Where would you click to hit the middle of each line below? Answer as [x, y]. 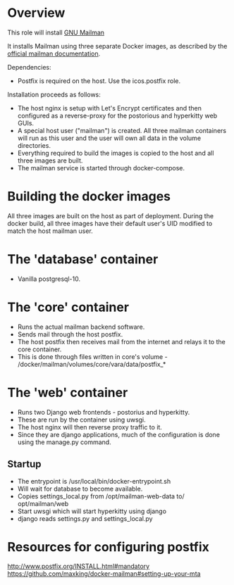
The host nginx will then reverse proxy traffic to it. [90, 427]
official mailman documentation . [54, 54]
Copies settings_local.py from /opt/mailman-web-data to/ [101, 496]
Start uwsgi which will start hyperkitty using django [92, 511]
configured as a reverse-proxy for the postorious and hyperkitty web [117, 115]
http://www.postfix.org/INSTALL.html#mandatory [79, 566]
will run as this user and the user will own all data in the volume [109, 138]
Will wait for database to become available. [80, 489]
